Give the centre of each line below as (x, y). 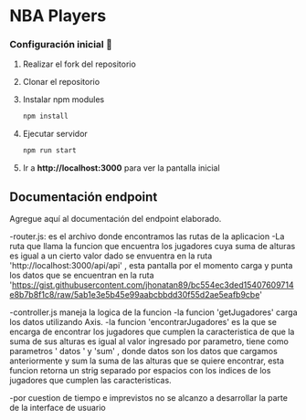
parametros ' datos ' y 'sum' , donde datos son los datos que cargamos (144, 352)
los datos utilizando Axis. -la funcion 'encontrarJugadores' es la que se (143, 322)
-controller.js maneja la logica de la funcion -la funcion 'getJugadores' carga (153, 312)
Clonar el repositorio (61, 82)
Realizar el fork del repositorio (79, 64)
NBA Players (58, 16)
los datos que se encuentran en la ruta (82, 276)
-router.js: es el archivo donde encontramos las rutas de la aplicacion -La (147, 236)
